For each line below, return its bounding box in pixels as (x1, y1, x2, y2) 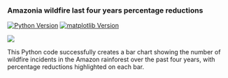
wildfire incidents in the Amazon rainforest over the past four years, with (7, 55, 215, 64)
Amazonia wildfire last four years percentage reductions (7, 6, 204, 15)
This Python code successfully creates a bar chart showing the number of (7, 48, 221, 56)
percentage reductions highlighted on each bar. (7, 63, 145, 71)
